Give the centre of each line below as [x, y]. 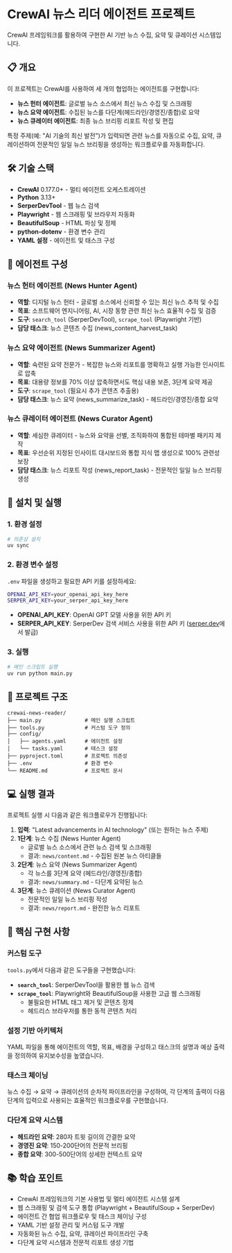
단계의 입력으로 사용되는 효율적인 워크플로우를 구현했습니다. [88, 1100]
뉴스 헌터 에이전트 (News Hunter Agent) [72, 286]
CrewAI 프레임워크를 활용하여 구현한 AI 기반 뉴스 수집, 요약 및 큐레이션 [102, 35]
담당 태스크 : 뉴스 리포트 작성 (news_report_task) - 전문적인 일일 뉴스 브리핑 [119, 470]
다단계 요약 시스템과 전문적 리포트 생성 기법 [75, 1243]
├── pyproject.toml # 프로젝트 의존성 [68, 756]
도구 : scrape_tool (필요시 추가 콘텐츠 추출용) [78, 391]
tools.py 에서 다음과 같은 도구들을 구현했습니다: [72, 969]
